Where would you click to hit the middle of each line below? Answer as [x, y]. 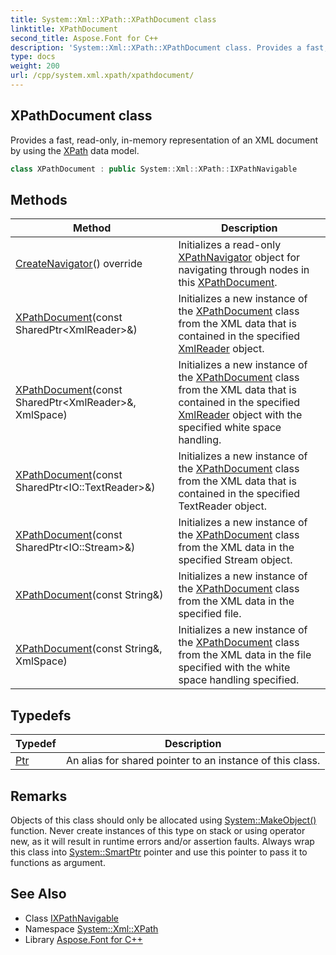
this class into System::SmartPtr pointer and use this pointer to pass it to [159, 852]
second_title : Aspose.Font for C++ [84, 38]
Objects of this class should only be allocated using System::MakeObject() [163, 820]
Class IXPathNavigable [72, 918]
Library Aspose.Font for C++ [83, 939]
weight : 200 [35, 66]
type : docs [33, 57]
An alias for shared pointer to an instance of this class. [193, 761]
